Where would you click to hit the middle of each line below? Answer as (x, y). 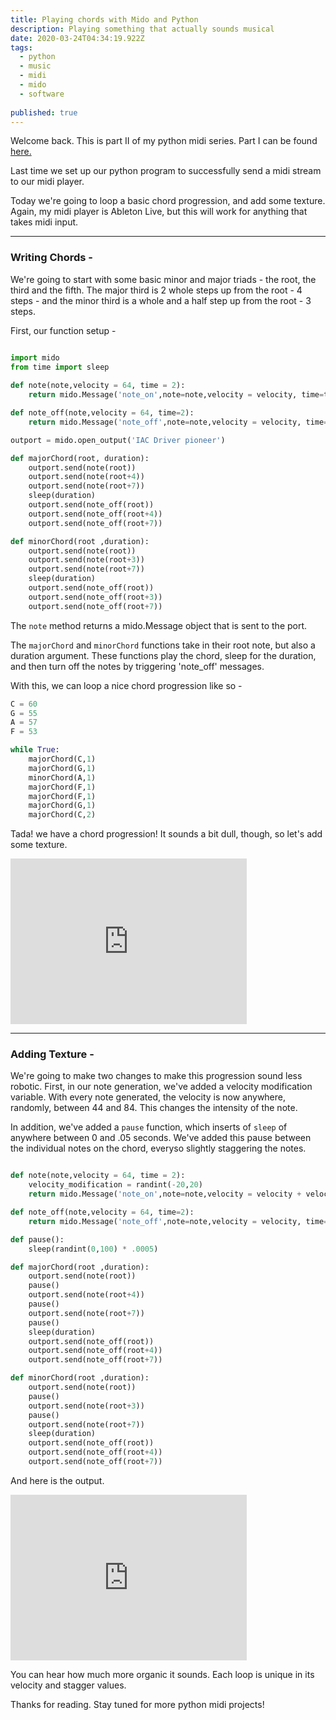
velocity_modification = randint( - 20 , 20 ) (115, 1185)
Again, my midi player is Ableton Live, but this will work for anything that (159, 212)
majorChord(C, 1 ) (62, 759)
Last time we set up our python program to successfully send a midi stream (166, 171)
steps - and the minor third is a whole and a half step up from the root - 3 (161, 300)
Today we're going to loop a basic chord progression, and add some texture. (168, 201)
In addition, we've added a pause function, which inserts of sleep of (149, 1127)
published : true (44, 112)
